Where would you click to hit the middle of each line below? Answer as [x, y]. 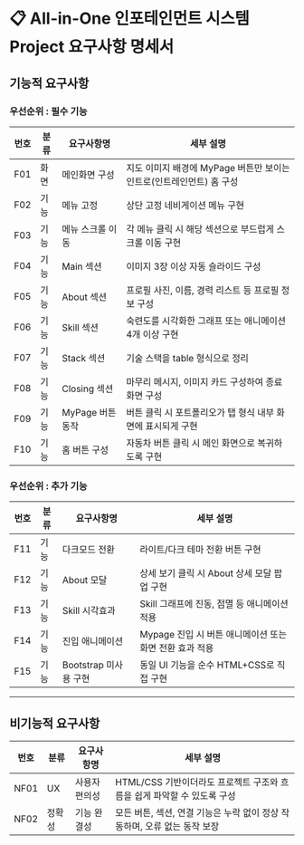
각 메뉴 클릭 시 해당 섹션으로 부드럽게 [200, 229]
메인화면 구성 [88, 175]
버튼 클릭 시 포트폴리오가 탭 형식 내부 [200, 412]
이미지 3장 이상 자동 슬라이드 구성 [194, 266]
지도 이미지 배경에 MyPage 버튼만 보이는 [208, 168]
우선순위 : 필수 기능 [48, 111]
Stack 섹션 [84, 358]
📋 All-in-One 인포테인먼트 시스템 [130, 19]
